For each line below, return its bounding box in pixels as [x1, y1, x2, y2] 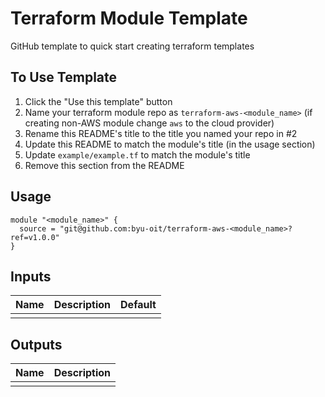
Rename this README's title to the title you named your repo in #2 [24, 127, 298, 139]
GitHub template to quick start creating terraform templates [10, 40, 255, 52]
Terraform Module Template [10, 7, 248, 30]
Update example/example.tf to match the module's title [24, 148, 251, 161]
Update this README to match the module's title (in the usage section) [24, 138, 316, 150]
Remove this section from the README [24, 159, 185, 171]
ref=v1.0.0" [10, 232, 60, 242]
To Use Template [10, 69, 118, 86]
